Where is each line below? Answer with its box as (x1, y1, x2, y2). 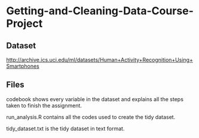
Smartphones (6, 62, 40, 70)
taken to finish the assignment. (6, 102, 82, 109)
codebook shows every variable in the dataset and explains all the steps (6, 95, 184, 102)
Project (6, 17, 43, 30)
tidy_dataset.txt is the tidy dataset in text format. (6, 125, 125, 132)
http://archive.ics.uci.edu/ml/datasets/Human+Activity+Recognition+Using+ (6, 57, 193, 63)
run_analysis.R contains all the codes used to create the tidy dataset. (6, 113, 176, 120)
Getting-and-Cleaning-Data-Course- (6, 4, 194, 18)
